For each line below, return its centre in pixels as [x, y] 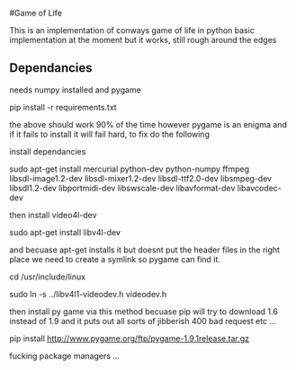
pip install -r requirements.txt [63, 107]
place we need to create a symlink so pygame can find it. [115, 259]
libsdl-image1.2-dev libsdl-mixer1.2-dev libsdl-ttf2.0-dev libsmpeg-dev [141, 178]
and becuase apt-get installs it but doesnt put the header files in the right [145, 250]
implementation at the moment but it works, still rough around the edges [143, 40]
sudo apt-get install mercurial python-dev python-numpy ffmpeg [130, 169]
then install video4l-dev [53, 215]
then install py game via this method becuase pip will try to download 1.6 [144, 311]
